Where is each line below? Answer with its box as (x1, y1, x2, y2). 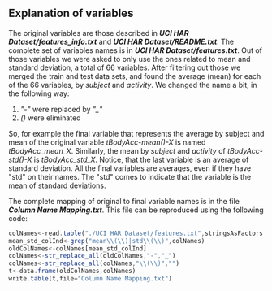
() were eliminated (19, 113, 81, 123)
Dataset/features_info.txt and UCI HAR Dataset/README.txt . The (8, 37, 234, 46)
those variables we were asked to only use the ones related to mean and (8, 54, 251, 63)
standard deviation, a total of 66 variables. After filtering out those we (8, 63, 241, 72)
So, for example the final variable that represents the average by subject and (8, 128, 265, 138)
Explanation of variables (8, 7, 134, 20)
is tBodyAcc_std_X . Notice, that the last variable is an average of (33, 154, 249, 164)
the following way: (8, 89, 70, 98)
